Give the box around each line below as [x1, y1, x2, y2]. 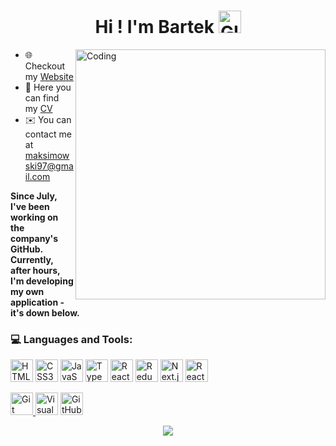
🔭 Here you [24, 81, 72, 93]
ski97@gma [24, 160, 74, 172]
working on [10, 211, 59, 223]
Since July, [10, 190, 58, 202]
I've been [10, 200, 50, 212]
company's [10, 232, 59, 244]
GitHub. [10, 243, 43, 255]
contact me [24, 128, 72, 140]
